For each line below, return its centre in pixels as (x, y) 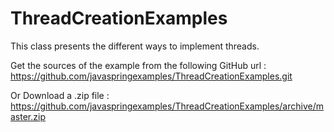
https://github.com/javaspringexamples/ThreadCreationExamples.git (151, 76)
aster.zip (28, 116)
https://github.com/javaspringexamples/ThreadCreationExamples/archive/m (167, 106)
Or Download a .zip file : (60, 95)
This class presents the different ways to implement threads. (135, 46)
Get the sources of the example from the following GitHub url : (138, 65)
